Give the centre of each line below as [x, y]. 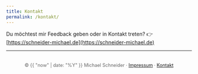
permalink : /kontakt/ [33, 17]
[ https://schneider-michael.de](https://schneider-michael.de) [80, 42]
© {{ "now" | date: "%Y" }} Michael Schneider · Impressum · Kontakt [99, 65]
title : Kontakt [25, 11]
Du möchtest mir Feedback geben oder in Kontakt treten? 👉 [80, 34]
